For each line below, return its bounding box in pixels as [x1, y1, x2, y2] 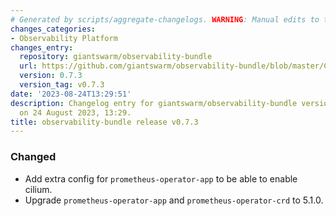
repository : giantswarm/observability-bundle [19, 52, 213, 62]
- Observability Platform [10, 33, 118, 43]
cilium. [24, 183, 53, 195]
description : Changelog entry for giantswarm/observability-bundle [10, 98, 298, 108]
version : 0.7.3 [19, 71, 83, 81]
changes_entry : [10, 42, 74, 53]
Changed [10, 150, 57, 164]
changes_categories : [10, 24, 97, 34]
